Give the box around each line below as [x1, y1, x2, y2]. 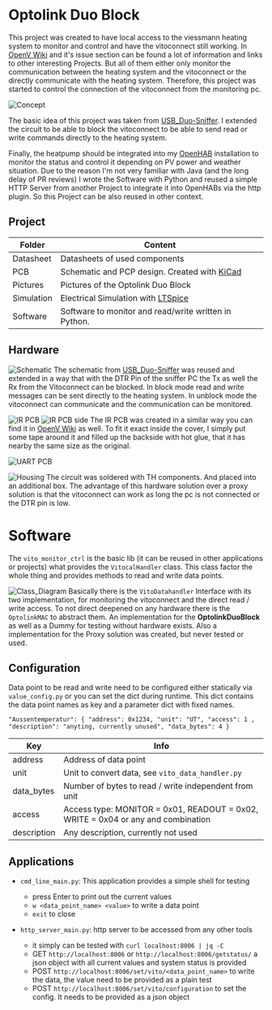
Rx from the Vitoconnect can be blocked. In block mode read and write [8, 382, 244, 392]
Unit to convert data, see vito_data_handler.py [63, 768, 242, 779]
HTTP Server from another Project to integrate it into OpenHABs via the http [8, 182, 261, 192]
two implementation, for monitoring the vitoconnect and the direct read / [8, 594, 249, 605]
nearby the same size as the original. [8, 440, 131, 451]
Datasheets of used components [60, 253, 185, 264]
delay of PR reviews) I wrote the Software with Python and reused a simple [8, 174, 257, 184]
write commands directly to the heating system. [8, 132, 168, 143]
